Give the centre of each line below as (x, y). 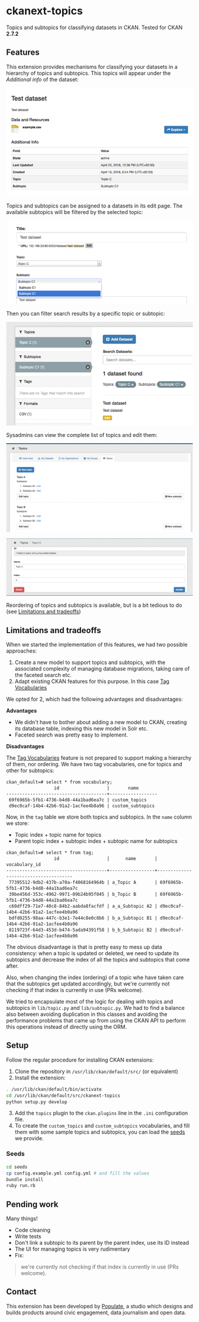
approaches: (22, 651)
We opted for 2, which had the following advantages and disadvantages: (94, 699)
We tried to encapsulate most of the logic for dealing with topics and (90, 1002)
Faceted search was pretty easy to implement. (71, 735)
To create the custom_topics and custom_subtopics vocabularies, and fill (102, 1126)
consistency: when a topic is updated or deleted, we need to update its (93, 953)
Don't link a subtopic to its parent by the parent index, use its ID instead (102, 1243)
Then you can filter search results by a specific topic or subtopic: (86, 313)
